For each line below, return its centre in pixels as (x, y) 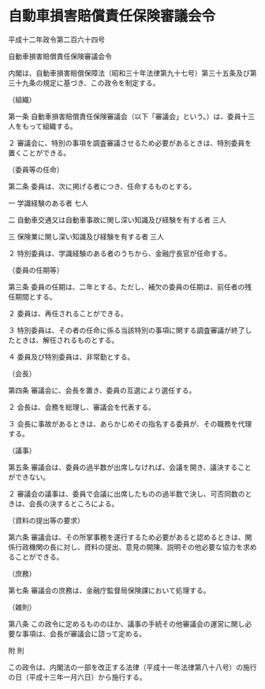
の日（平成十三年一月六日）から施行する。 (77, 677)
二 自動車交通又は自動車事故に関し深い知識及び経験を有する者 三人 (117, 220)
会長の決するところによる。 (74, 503)
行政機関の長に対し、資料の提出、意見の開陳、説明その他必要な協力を (129, 547)
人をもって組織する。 (43, 126)
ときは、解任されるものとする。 (67, 340)
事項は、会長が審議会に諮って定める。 (84, 633)
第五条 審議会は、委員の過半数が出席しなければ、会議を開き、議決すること (130, 467)
